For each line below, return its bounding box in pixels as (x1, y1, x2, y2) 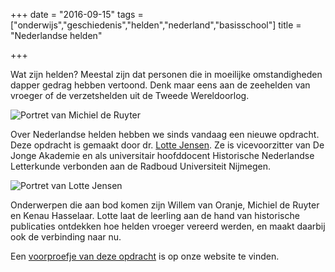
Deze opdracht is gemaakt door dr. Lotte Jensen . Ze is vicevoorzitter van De (10, 139, 325, 151)
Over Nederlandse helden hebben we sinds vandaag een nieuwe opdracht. (10, 129, 320, 140)
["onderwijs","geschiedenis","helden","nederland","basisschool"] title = (10, 19, 302, 31)
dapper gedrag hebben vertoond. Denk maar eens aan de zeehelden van (10, 79, 311, 91)
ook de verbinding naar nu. (10, 231, 122, 243)
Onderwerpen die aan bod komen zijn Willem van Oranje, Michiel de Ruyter (10, 199, 320, 211)
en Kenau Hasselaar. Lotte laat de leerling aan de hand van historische (10, 210, 300, 221)
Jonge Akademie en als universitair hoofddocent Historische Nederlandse (10, 150, 315, 161)
